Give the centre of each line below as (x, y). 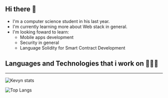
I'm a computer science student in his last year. (61, 21)
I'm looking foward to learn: (40, 32)
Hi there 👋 (21, 9)
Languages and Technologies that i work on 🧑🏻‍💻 (82, 64)
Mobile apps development (47, 37)
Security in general (39, 42)
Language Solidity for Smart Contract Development (72, 47)
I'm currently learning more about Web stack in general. (70, 26)
